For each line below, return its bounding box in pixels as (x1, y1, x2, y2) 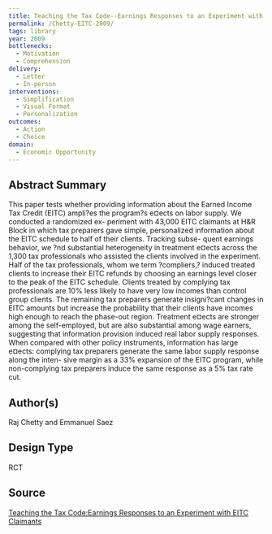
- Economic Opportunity (15, 148, 96, 156)
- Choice (15, 132, 45, 141)
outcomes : (8, 118, 42, 126)
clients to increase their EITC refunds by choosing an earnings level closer (8, 269, 257, 279)
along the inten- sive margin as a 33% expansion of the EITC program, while (8, 355, 264, 365)
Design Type (8, 441, 74, 455)
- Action (15, 125, 45, 133)
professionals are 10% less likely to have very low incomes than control (8, 286, 247, 296)
